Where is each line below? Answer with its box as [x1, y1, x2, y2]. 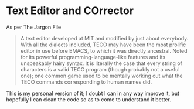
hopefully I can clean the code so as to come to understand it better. [6, 96, 171, 103]
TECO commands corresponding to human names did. [20, 78, 152, 86]
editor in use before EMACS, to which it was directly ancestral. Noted [20, 47, 188, 54]
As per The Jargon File [6, 23, 62, 30]
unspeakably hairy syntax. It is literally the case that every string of [20, 60, 183, 67]
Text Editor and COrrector [6, 4, 134, 18]
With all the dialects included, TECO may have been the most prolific [20, 41, 186, 48]
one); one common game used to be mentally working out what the [20, 72, 183, 79]
